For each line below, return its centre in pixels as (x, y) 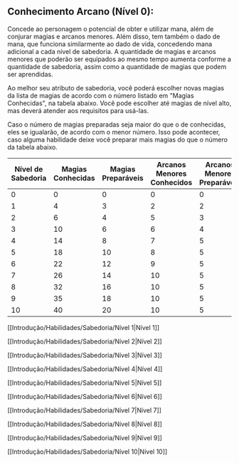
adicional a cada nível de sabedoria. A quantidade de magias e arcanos (112, 51)
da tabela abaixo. (33, 147)
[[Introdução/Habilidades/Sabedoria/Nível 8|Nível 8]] (85, 424)
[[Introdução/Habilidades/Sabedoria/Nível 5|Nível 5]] (85, 383)
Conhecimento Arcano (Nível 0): (81, 12)
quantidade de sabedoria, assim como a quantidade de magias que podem (117, 66)
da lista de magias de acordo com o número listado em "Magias (101, 95)
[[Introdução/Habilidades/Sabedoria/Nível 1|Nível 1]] (84, 327)
